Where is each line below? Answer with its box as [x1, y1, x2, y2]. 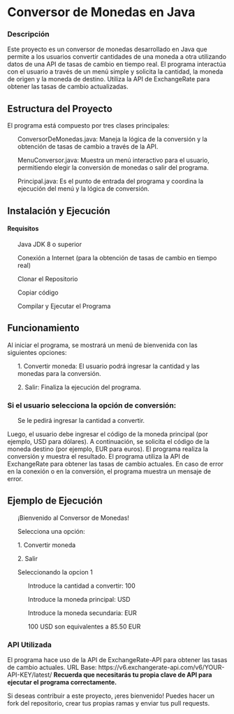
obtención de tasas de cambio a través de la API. [17, 142, 159, 151]
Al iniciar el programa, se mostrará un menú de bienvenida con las [7, 341, 198, 349]
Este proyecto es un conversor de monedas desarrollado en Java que [7, 45, 207, 53]
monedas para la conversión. [17, 369, 101, 377]
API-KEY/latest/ [7, 671, 52, 679]
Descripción [7, 29, 50, 39]
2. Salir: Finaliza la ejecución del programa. [17, 383, 142, 391]
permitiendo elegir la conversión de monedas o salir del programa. [17, 163, 209, 172]
